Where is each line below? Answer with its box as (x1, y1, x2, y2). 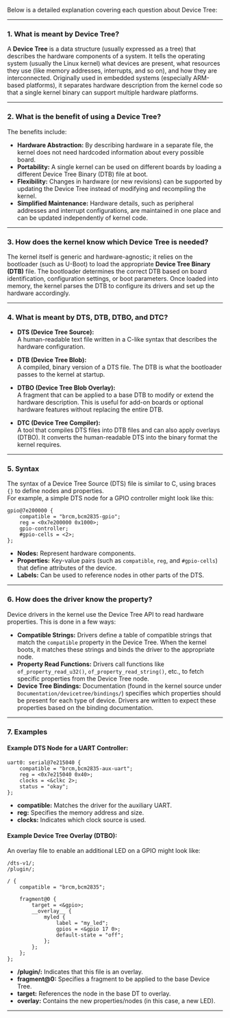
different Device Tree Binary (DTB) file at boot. (16, 170, 149, 178)
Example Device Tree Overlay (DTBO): (7, 831, 118, 839)
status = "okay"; (19, 783, 69, 790)
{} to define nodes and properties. (7, 487, 104, 495)
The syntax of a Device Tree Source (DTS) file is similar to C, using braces (7, 479, 216, 488)
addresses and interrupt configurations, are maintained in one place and (16, 206, 221, 214)
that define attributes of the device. (16, 564, 117, 572)
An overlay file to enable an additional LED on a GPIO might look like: (7, 847, 201, 855)
